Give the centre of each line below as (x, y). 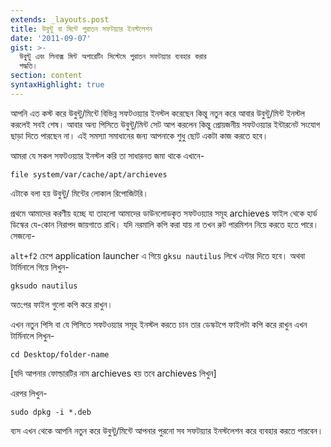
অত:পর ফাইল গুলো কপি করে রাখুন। (61, 304)
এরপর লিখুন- (29, 393)
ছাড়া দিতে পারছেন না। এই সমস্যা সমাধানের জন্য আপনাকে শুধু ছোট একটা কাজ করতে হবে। (139, 135)
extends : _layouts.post (60, 19)
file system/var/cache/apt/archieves (89, 174)
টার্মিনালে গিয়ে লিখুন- (40, 267)
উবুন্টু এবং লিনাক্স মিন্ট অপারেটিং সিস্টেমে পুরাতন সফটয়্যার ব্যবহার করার (113, 57)
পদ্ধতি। (28, 66)
